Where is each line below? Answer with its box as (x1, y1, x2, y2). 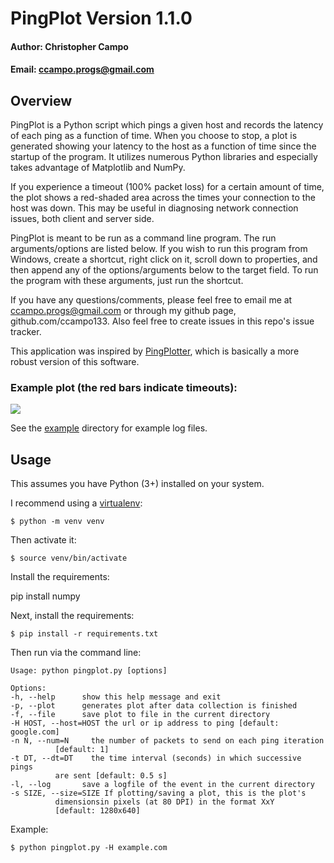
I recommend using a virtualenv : (10, 497, 143, 509)
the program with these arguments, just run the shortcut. (10, 275, 244, 287)
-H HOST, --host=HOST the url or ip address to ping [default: (10, 718, 280, 729)
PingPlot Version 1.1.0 (10, 7, 193, 30)
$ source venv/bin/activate (10, 553, 128, 564)
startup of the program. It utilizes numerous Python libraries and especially (10, 151, 318, 163)
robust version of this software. (10, 356, 140, 368)
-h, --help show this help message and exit (10, 692, 222, 702)
